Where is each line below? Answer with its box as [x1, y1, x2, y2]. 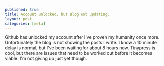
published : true [5, 7, 39, 12]
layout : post [5, 16, 32, 21]
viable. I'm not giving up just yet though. [5, 55, 87, 62]
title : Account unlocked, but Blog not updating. [5, 12, 110, 17]
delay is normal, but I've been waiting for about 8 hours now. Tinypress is [5, 45, 156, 51]
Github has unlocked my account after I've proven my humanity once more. [5, 34, 160, 40]
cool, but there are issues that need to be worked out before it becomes [5, 50, 153, 56]
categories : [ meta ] [5, 21, 46, 26]
